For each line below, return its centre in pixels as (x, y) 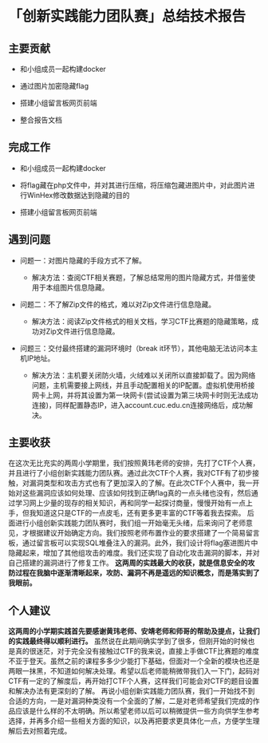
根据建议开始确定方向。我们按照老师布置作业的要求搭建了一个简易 (137, 533)
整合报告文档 (41, 120)
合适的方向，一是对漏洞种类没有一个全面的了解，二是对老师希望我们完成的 (130, 701)
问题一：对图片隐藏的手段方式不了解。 (83, 260)
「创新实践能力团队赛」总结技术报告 (127, 16)
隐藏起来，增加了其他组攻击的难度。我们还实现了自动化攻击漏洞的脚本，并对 (134, 553)
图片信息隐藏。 (84, 287)
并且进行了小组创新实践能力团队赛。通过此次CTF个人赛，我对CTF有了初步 (130, 473)
